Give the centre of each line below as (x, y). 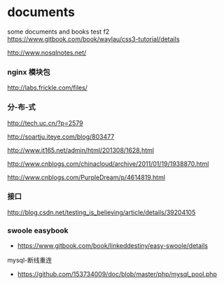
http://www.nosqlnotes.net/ (47, 53)
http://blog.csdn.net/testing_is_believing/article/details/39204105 (101, 212)
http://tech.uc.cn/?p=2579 (45, 123)
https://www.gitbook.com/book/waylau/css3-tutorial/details (93, 39)
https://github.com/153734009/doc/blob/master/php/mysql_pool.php (117, 274)
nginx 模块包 (29, 72)
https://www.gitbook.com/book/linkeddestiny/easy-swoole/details (113, 246)
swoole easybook (38, 230)
